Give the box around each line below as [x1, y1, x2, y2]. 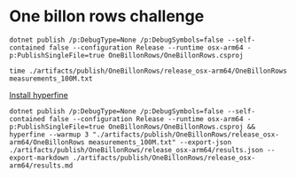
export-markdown [9, 153, 69, 162]
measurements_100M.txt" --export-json [88, 137, 232, 147]
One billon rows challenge [9, 6, 205, 27]
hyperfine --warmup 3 [9, 130, 90, 139]
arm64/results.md [9, 161, 74, 170]
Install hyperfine [9, 89, 68, 100]
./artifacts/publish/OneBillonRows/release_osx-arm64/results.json [9, 145, 264, 154]
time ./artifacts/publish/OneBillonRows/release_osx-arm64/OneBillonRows [9, 66, 288, 75]
